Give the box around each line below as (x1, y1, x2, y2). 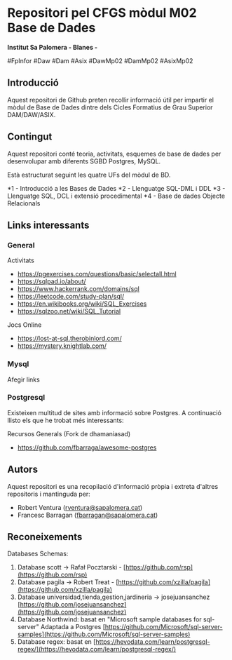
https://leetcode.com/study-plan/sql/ (17, 292, 125, 301)
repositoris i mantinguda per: (7, 490, 91, 498)
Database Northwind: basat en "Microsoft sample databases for (17, 615, 202, 624)
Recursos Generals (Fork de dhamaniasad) (7, 429, 131, 438)
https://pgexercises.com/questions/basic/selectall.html (17, 270, 177, 278)
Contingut (7, 131, 53, 143)
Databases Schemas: (7, 549, 69, 558)
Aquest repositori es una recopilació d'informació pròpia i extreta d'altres (7, 482, 219, 490)
